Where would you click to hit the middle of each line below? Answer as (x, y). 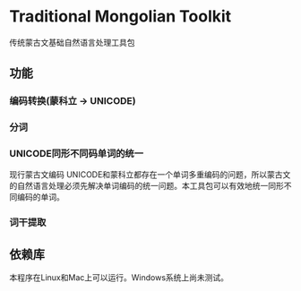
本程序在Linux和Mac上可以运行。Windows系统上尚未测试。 (119, 278)
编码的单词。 (40, 197)
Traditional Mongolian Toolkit (120, 17)
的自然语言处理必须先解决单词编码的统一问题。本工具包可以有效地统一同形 (146, 186)
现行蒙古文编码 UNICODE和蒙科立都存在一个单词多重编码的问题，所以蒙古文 (150, 175)
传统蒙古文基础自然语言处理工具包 (72, 42)
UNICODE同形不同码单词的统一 (77, 154)
